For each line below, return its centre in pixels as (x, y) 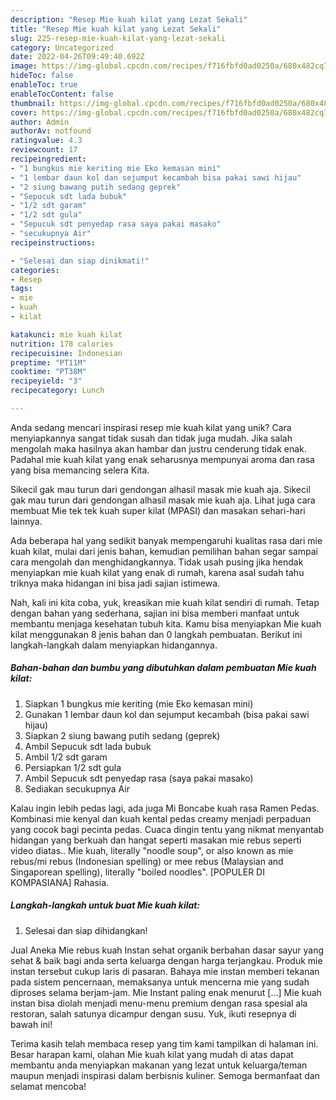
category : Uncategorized (62, 47)
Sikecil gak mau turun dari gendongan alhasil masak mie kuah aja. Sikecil (160, 489)
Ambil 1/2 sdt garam (66, 757)
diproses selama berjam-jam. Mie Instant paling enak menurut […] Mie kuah (166, 992)
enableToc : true (44, 85)
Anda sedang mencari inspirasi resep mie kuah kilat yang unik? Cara (151, 427)
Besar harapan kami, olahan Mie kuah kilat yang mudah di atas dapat (152, 1054)
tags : (21, 289)
